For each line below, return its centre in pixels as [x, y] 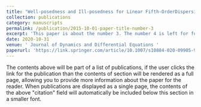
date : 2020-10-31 [28, 39]
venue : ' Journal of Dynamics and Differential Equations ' [83, 45]
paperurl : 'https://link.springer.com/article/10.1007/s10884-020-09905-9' [103, 51]
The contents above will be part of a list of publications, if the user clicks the [100, 67]
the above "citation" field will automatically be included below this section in [100, 92]
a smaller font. [24, 99]
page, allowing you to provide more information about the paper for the [94, 80]
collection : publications [38, 17]
